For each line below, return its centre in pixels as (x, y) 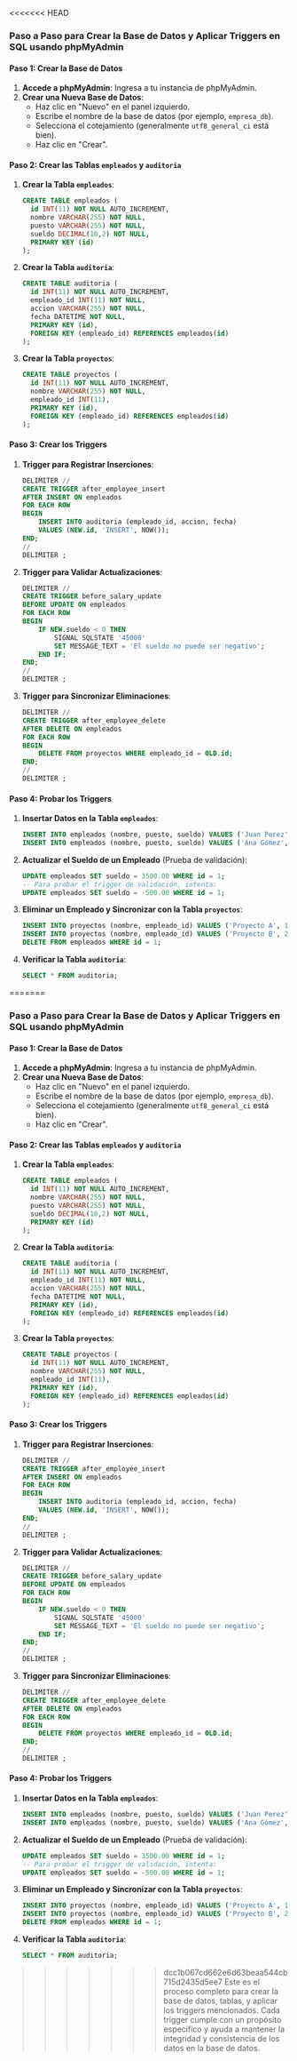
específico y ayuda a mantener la (224, 2029)
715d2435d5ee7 (193, 1982)
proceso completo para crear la (221, 1991)
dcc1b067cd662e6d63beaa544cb (226, 1972)
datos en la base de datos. (212, 2048)
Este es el (242, 1982)
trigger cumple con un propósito (223, 2019)
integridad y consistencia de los (222, 2038)
